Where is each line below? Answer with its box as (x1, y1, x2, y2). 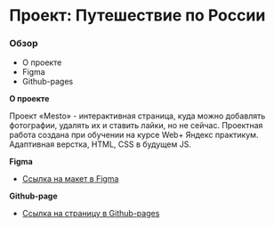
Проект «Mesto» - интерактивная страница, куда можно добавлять (9, 110, 266, 121)
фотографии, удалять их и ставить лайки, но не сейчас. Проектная (9, 120, 263, 131)
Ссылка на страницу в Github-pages (21, 208, 160, 219)
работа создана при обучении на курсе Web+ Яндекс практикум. (9, 130, 259, 141)
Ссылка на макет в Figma (21, 174, 119, 184)
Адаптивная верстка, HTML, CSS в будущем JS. (9, 139, 191, 150)
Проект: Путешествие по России (9, 5, 266, 26)
